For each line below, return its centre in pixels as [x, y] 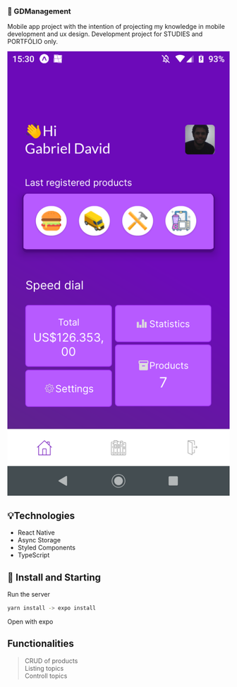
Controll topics [46, 676]
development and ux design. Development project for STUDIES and [105, 34]
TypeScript [34, 555]
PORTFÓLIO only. [33, 42]
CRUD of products [51, 661]
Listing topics [44, 668]
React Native [36, 533]
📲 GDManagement [39, 11]
